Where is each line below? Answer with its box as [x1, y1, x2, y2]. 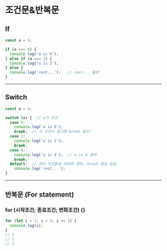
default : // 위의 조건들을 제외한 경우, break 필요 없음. [9, 161, 119, 167]
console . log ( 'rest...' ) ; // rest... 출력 [9, 70, 99, 75]
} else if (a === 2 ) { [5, 56, 52, 61]
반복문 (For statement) [5, 190, 75, 199]
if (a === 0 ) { [5, 47, 37, 52]
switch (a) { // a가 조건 [5, 115, 58, 120]
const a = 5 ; [5, 38, 32, 43]
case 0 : [9, 120, 26, 125]
